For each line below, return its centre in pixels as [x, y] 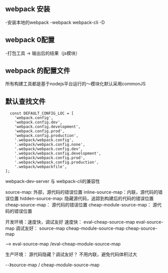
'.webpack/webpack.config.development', [58, 154]
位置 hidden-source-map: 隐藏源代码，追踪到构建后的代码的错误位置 [81, 199]
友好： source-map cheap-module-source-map [75, 228]
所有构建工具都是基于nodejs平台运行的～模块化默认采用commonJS [76, 84]
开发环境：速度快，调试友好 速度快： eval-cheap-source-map [70, 222]
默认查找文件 [25, 101]
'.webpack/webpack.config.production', [57, 162]
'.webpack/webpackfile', [41, 167]
